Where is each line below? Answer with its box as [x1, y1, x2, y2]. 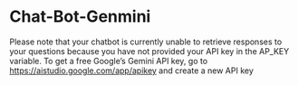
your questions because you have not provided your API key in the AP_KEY [9, 45, 290, 56]
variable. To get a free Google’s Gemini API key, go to [9, 55, 208, 66]
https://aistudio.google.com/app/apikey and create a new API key [9, 65, 254, 76]
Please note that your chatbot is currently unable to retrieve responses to [9, 36, 283, 47]
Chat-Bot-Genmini [9, 6, 151, 27]
